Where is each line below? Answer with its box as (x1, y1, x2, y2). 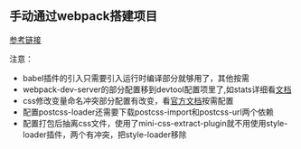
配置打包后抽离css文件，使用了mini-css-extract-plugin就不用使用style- (22, 117, 288, 128)
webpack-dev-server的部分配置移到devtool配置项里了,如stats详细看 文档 (22, 84, 292, 95)
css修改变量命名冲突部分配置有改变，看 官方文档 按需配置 (22, 95, 234, 106)
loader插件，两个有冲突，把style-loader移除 (22, 129, 187, 140)
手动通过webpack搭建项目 (9, 8, 158, 24)
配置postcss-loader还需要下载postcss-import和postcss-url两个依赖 (22, 107, 274, 117)
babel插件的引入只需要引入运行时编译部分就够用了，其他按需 (22, 72, 250, 83)
